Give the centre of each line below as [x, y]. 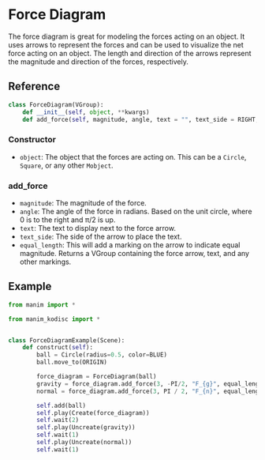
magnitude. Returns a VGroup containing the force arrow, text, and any [134, 253]
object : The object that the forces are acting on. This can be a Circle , [133, 156]
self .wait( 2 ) [58, 420]
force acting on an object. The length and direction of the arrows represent [130, 53]
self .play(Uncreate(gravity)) [86, 428]
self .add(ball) [62, 405]
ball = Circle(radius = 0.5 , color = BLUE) [102, 355]
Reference [34, 87]
